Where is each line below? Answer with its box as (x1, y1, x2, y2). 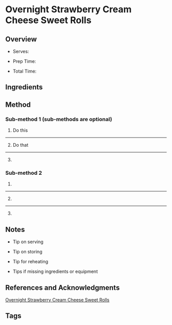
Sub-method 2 (5, 170, 42, 176)
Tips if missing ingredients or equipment (12, 268, 98, 274)
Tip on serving (12, 239, 44, 245)
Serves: (12, 49, 29, 54)
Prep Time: (12, 58, 36, 64)
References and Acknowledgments (5, 283, 120, 292)
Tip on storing (12, 249, 42, 255)
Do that (12, 142, 29, 148)
